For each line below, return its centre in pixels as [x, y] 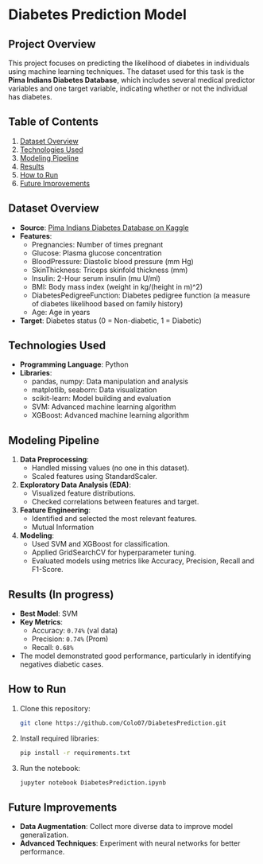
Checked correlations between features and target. [115, 502]
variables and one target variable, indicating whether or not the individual [128, 88]
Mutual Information [63, 527]
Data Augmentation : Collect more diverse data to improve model [126, 827]
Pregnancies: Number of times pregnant [97, 244]
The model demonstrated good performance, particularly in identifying [135, 656]
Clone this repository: [55, 708]
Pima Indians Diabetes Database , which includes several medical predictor [132, 80]
